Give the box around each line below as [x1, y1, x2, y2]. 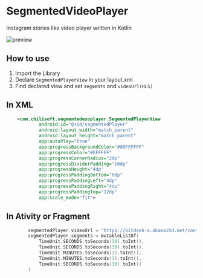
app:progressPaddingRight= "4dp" [38, 183, 120, 190]
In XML [6, 100, 33, 110]
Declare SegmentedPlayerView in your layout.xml [14, 76, 133, 83]
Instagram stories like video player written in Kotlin [6, 24, 132, 31]
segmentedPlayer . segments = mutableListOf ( [28, 233, 139, 239]
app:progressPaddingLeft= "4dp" [38, 178, 118, 184]
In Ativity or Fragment [6, 212, 90, 222]
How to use [6, 53, 50, 64]
